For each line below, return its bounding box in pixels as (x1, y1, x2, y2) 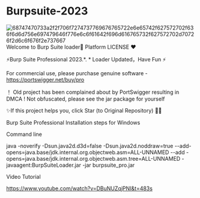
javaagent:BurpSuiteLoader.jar (6, 161, 81, 169)
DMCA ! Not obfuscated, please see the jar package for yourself (6, 95, 165, 102)
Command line (6, 131, 43, 138)
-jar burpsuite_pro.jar (82, 161, 135, 169)
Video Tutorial (6, 173, 41, 180)
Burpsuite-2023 (6, 4, 88, 18)
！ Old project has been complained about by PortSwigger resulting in (6, 88, 180, 96)
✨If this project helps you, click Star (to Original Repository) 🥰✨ (6, 107, 162, 114)
